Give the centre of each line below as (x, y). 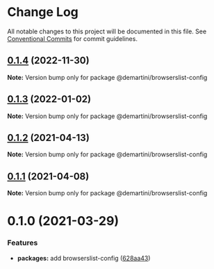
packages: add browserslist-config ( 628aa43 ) (84, 258)
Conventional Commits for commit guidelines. (72, 38)
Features (23, 243)
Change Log (43, 12)
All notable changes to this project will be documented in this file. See (107, 31)
